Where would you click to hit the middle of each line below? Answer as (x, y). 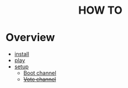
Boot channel (40, 73)
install (22, 54)
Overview (30, 38)
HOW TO (100, 10)
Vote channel (40, 79)
